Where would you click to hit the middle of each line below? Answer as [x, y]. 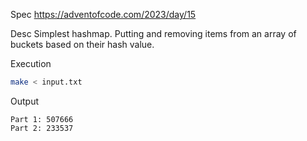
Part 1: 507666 [42, 119]
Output [24, 101]
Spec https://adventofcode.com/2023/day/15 [103, 14]
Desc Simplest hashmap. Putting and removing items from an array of [153, 33]
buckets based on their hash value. [82, 44]
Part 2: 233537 [42, 128]
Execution [31, 63]
